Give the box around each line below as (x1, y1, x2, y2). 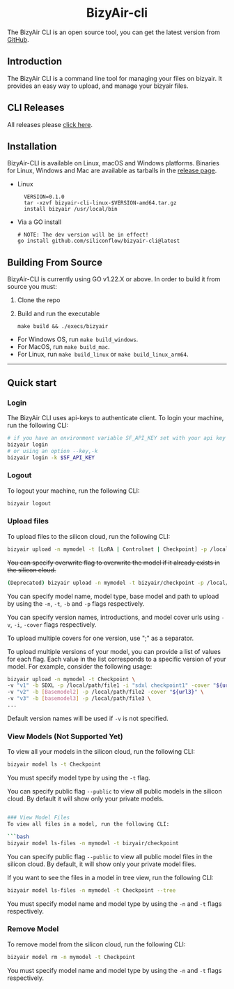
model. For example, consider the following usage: (7, 662, 153, 671)
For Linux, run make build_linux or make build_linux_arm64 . (17, 350, 189, 359)
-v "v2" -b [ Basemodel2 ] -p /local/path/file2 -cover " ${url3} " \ (7, 689, 204, 696)
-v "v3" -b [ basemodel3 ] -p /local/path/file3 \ (7, 695, 151, 702)
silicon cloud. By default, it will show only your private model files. (7, 860, 196, 868)
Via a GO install (17, 218, 61, 226)
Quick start (7, 377, 57, 389)
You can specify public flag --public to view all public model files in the (7, 852, 212, 861)
